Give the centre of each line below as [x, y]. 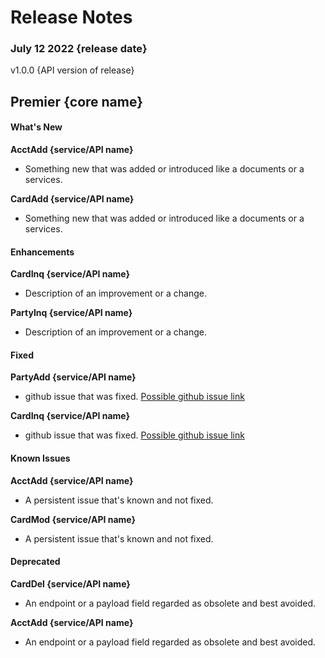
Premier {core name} [77, 101]
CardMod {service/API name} [73, 519]
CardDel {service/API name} [70, 583]
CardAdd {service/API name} [72, 199]
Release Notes [71, 17]
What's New [36, 127]
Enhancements [42, 252]
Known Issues [40, 458]
